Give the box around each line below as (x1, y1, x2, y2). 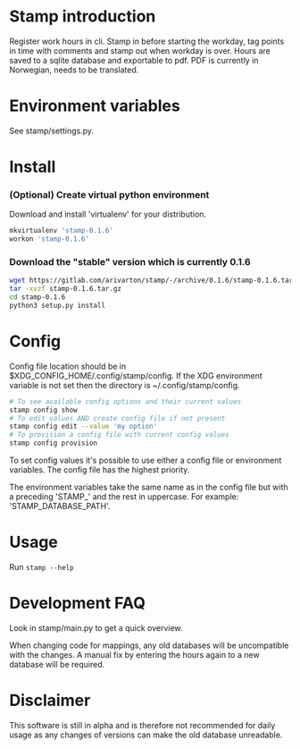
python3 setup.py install (9, 302, 105, 311)
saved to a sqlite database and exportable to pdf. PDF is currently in (9, 55, 259, 65)
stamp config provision (9, 438, 98, 448)
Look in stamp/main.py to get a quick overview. (9, 622, 183, 633)
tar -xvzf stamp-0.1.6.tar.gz (9, 285, 122, 294)
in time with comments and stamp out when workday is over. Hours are (9, 45, 271, 55)
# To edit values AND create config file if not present (9, 413, 226, 422)
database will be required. (9, 659, 105, 669)
